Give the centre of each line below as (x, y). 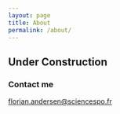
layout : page (29, 15)
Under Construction (58, 62)
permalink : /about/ (40, 30)
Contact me (31, 84)
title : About (29, 23)
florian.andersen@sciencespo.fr (60, 101)
